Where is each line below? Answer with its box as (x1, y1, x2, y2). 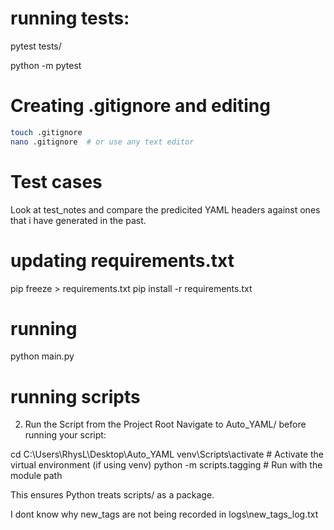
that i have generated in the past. (10, 214, 147, 226)
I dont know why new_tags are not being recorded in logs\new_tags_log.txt (10, 508, 319, 521)
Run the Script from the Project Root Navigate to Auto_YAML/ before (24, 418, 307, 431)
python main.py (10, 350, 75, 362)
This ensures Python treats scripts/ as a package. (10, 489, 215, 501)
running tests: (10, 7, 130, 30)
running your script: (24, 429, 107, 441)
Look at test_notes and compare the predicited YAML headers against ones (10, 203, 321, 216)
